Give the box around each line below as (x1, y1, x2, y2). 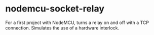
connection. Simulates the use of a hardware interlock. (5, 24, 120, 30)
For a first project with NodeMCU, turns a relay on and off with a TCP (5, 19, 149, 25)
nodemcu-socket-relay (5, 3, 105, 14)
